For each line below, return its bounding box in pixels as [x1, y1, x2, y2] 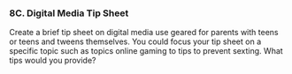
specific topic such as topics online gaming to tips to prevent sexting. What [9, 46, 283, 56]
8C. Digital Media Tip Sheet [9, 7, 129, 19]
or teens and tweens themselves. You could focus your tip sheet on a [9, 36, 262, 47]
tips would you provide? [9, 55, 96, 66]
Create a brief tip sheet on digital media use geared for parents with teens [9, 27, 279, 38]
